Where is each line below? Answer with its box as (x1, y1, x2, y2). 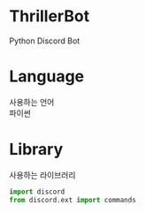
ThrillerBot (9, 6, 90, 27)
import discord (9, 187, 65, 196)
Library (9, 140, 64, 160)
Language (9, 66, 85, 87)
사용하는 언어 (9, 96, 55, 107)
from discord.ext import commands (9, 195, 137, 204)
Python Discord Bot (9, 35, 80, 46)
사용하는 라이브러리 (9, 170, 76, 180)
